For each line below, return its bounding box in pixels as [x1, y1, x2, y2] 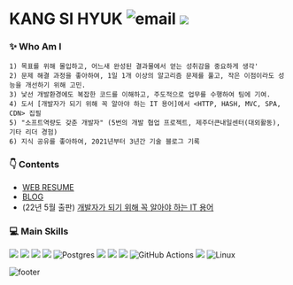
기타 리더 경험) [9, 128, 58, 137]
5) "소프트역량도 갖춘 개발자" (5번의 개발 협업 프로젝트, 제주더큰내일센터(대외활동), [9, 119, 281, 127]
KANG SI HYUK [9, 9, 123, 29]
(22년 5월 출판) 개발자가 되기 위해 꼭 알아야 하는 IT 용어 [21, 202, 214, 212]
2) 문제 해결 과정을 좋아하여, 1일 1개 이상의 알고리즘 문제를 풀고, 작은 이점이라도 [9, 72, 274, 81]
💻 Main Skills [9, 225, 69, 237]
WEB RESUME [21, 181, 74, 192]
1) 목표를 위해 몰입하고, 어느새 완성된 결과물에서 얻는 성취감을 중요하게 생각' [9, 62, 259, 71]
